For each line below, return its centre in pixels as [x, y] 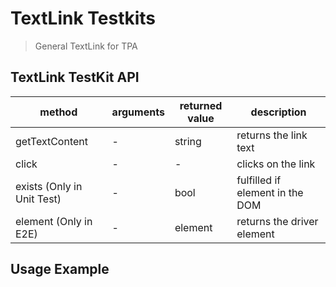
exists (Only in [49, 186]
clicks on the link [276, 164]
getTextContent [51, 141]
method [58, 112]
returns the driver [277, 221]
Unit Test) [38, 199]
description [278, 112]
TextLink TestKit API [75, 77]
